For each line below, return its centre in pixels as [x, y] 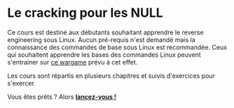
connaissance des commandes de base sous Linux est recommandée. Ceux [117, 47]
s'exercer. [22, 83]
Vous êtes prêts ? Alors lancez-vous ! [62, 97]
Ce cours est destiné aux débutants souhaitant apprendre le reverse [106, 32]
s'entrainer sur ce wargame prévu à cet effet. [73, 62]
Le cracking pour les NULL [85, 13]
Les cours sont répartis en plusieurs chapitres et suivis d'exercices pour [111, 76]
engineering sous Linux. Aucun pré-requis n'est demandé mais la [102, 39]
